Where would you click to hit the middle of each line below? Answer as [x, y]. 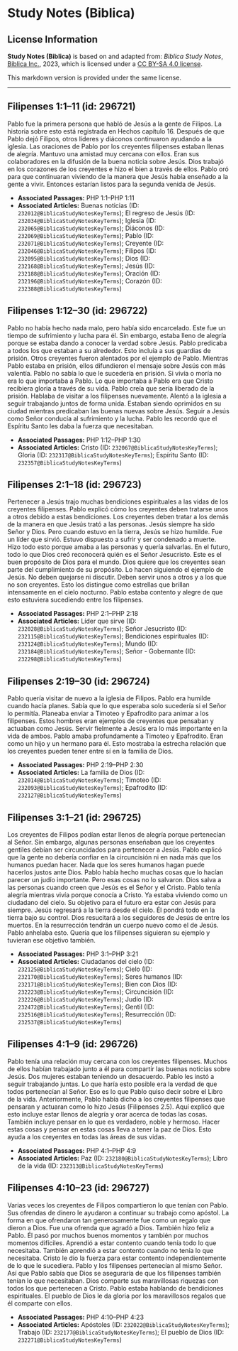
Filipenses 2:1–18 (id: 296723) [74, 485]
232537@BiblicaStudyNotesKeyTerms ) [69, 1022]
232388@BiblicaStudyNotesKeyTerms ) [69, 288]
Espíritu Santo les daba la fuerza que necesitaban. [81, 426]
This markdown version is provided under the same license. [95, 77]
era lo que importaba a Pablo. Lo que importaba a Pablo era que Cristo [110, 381]
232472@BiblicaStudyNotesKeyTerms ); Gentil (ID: [86, 1007]
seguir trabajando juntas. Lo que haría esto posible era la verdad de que [112, 1084]
